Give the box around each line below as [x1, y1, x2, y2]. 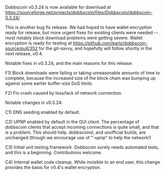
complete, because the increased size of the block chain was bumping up [5, 75, 156, 81]
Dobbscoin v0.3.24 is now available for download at [5, 4, 111, 10]
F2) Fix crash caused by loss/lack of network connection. [5, 90, 122, 96]
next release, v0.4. [5, 51, 43, 57]
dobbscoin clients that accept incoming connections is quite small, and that [5, 124, 160, 130]
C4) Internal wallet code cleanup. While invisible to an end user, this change [5, 159, 160, 165]
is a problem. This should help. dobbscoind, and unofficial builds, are [5, 129, 146, 135]
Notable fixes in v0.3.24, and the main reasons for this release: [5, 60, 133, 66]
